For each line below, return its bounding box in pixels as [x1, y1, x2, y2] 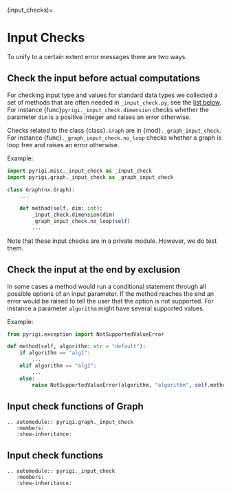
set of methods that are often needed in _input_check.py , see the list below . [7, 98, 222, 106]
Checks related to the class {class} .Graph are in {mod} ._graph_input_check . [7, 126, 221, 134]
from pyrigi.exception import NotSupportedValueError [7, 330, 165, 338]
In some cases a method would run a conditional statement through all [7, 282, 206, 290]
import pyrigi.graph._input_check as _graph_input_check [7, 173, 174, 181]
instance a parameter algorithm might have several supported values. [7, 304, 205, 312]
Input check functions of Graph [7, 400, 144, 412]
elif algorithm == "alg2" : [19, 363, 97, 370]
